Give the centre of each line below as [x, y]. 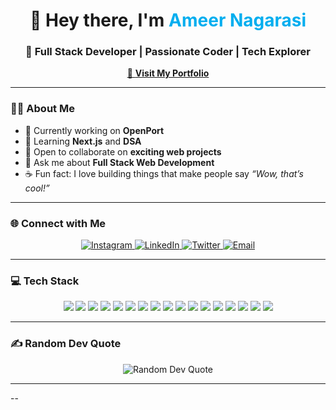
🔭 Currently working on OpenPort [94, 130]
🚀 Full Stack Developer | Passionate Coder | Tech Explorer [168, 52]
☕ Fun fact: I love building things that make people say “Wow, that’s [164, 173]
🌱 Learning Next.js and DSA [83, 141]
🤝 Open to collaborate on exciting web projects [123, 151]
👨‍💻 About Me [42, 109]
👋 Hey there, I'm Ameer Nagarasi [168, 20]
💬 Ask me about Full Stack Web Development [119, 162]
